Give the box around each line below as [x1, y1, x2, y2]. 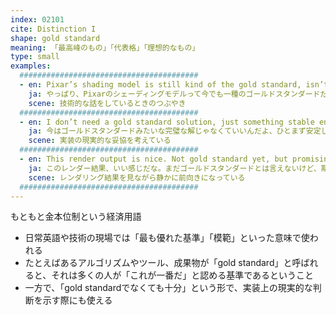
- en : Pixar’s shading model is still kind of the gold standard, [19, 80, 302, 90]
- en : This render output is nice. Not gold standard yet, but [19, 154, 288, 164]
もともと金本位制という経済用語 [10, 211, 142, 223]
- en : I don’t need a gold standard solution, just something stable [19, 117, 315, 127]
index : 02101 [10, 14, 65, 25]
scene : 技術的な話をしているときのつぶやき [28, 98, 187, 108]
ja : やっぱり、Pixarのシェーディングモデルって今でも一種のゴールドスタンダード [28, 89, 321, 99]
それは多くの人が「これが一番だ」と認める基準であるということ [51, 269, 315, 281]
